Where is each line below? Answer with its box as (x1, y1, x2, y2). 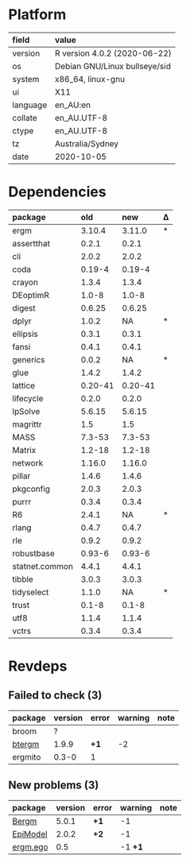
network (12, 457, 44, 468)
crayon (12, 277, 38, 288)
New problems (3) (8, 779, 99, 792)
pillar (12, 470, 31, 482)
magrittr (12, 419, 42, 430)
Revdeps (8, 657, 68, 675)
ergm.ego (12, 841, 48, 852)
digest (12, 302, 36, 313)
